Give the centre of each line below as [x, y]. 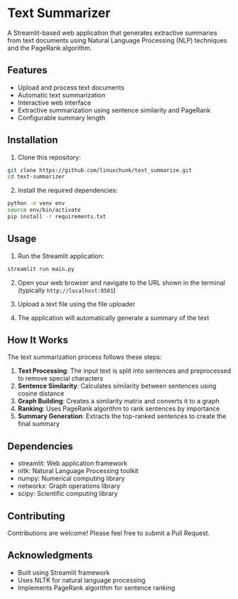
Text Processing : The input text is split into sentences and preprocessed [124, 371]
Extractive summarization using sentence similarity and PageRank [114, 110]
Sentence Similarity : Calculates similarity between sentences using [117, 386]
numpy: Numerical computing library [71, 479]
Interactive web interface [54, 102]
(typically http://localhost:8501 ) [66, 290]
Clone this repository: [49, 157]
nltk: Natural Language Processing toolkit [78, 471]
